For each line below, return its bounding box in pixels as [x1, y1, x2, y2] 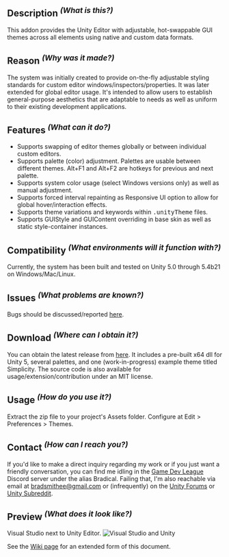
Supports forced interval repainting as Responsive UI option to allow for [16, 193, 219, 201]
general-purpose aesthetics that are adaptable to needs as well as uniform [7, 95, 217, 103]
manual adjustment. [16, 186, 73, 195]
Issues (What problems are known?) [7, 290, 144, 304]
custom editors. [16, 150, 62, 158]
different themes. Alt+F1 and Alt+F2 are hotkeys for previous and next [16, 164, 214, 173]
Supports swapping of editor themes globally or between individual [16, 143, 206, 151]
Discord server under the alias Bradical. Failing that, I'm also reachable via [7, 474, 216, 482]
